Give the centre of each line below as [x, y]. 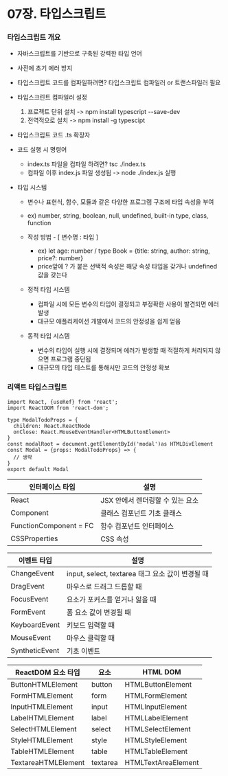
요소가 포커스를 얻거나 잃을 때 [111, 600]
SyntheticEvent [35, 650]
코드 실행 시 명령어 [42, 150]
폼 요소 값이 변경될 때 [99, 612]
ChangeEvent [33, 573]
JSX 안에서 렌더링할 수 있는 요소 [150, 500]
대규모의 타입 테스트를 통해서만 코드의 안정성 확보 [104, 367]
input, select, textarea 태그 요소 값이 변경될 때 [138, 573]
